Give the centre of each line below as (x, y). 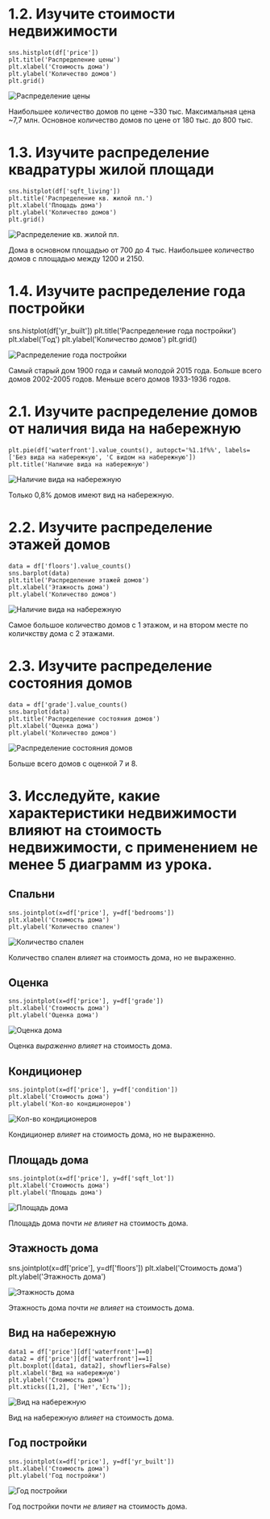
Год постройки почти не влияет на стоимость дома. (98, 1506)
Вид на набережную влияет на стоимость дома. (91, 1417)
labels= (237, 450)
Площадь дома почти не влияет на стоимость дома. (98, 1223)
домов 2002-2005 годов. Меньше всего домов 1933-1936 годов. (120, 379)
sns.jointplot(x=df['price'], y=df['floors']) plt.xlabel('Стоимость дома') (125, 1267)
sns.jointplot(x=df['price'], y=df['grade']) (86, 1001)
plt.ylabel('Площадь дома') (56, 1193)
